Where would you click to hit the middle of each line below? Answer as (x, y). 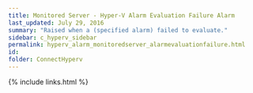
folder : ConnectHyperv (45, 60)
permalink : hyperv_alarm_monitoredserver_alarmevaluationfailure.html (127, 45)
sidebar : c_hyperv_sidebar (53, 37)
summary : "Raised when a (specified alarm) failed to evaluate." (118, 30)
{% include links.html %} (48, 82)
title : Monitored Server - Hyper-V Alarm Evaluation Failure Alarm (122, 15)
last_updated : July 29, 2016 (56, 23)
